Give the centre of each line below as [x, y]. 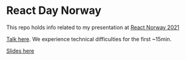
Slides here [20, 51]
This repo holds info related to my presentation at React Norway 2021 [93, 27]
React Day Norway [54, 11]
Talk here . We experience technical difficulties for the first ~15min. [89, 39]
